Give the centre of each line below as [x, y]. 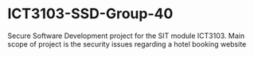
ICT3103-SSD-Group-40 [90, 14]
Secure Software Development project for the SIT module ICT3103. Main [126, 36]
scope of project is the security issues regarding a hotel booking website [127, 44]
